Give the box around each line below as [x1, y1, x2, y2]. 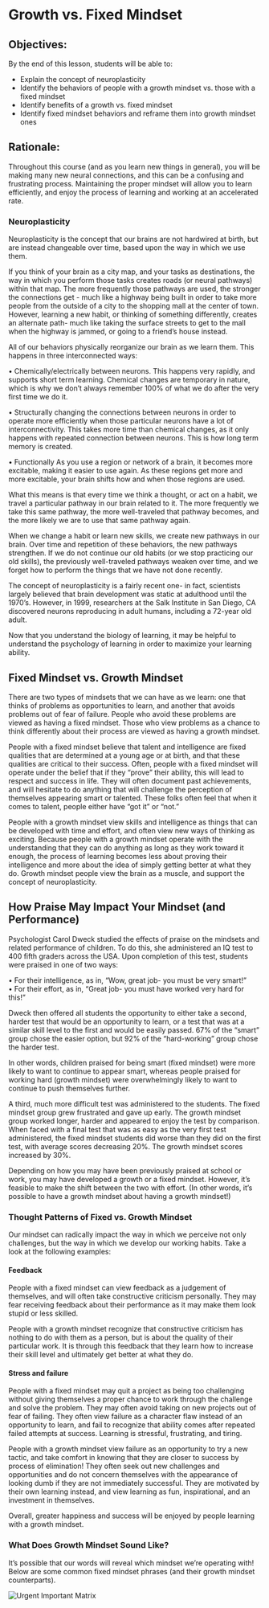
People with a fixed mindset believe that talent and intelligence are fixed [8, 742, 247, 751]
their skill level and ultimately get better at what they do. [8, 1350, 194, 1360]
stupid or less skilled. [8, 1308, 79, 1319]
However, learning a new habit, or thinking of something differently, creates [8, 309, 258, 319]
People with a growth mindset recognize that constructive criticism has [8, 1324, 243, 1334]
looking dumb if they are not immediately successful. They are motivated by [8, 1479, 259, 1488]
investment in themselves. [8, 1495, 95, 1505]
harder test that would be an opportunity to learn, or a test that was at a [8, 1017, 245, 1026]
